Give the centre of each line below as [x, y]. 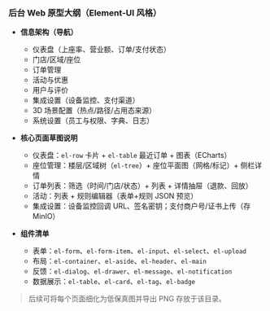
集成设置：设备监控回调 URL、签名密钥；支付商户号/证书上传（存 [141, 206]
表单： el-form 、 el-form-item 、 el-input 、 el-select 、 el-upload [139, 251]
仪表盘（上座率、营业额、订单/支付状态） [101, 50]
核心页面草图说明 [49, 138]
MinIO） [46, 217]
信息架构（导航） [49, 32]
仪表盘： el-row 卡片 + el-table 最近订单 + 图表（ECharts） [132, 155]
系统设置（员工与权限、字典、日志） [93, 120]
